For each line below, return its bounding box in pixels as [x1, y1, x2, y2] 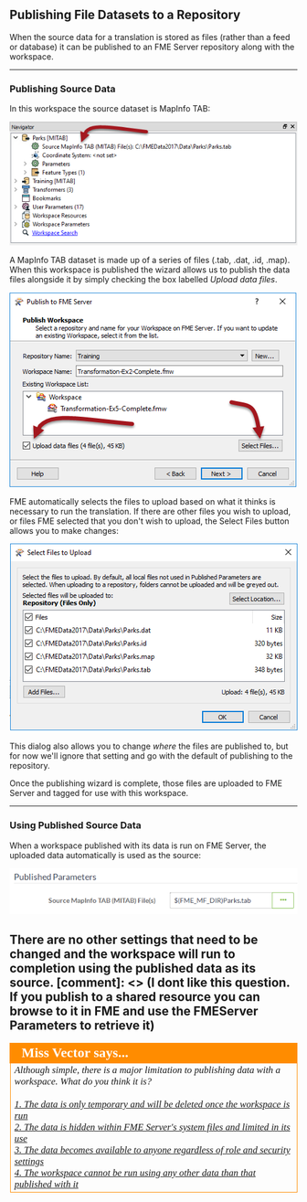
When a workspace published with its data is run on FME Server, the [9, 840, 267, 851]
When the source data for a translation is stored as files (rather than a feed [9, 31, 291, 42]
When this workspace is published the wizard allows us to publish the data [9, 264, 291, 275]
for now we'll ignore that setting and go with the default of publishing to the [9, 750, 293, 761]
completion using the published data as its [9, 961, 257, 976]
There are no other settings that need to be [9, 932, 259, 948]
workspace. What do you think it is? [14, 1075, 153, 1087]
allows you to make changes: [9, 526, 119, 537]
